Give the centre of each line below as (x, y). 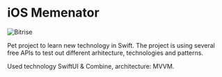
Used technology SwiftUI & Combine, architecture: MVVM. (91, 66)
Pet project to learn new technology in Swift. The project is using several (111, 45)
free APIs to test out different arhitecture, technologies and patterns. (105, 53)
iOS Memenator (53, 13)
